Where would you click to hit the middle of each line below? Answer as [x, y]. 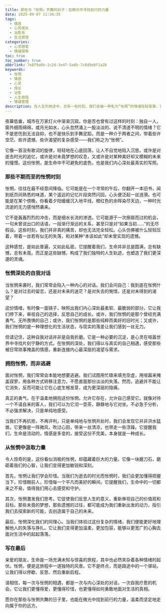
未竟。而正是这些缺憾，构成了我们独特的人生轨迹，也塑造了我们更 [89, 253]
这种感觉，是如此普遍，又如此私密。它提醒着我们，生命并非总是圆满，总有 [81, 247]
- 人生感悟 [19, 97]
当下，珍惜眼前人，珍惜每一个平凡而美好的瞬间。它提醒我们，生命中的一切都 [83, 482]
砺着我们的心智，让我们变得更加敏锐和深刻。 [51, 465]
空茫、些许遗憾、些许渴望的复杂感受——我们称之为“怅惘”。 [65, 140]
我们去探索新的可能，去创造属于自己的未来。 [51, 511]
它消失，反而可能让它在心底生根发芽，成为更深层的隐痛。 [63, 388]
